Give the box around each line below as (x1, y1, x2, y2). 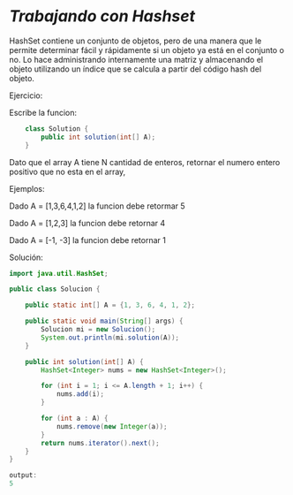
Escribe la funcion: (9, 107, 78, 118)
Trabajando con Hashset (9, 6, 196, 27)
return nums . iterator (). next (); (41, 438, 161, 447)
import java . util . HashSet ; (9, 269, 109, 278)
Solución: (9, 252, 44, 263)
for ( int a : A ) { (41, 414, 109, 423)
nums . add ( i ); (56, 390, 104, 399)
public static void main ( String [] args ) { (25, 316, 184, 326)
